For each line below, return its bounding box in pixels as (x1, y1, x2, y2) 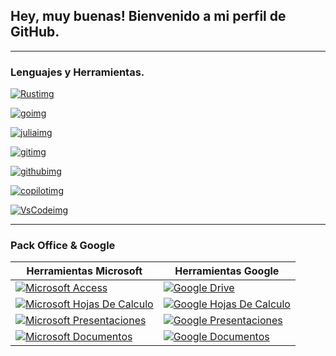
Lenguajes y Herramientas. (10, 65, 145, 79)
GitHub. (10, 24, 60, 41)
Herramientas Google (174, 264, 280, 278)
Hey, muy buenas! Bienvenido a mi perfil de (10, 8, 287, 25)
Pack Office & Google (10, 239, 116, 253)
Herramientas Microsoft (26, 264, 143, 278)
